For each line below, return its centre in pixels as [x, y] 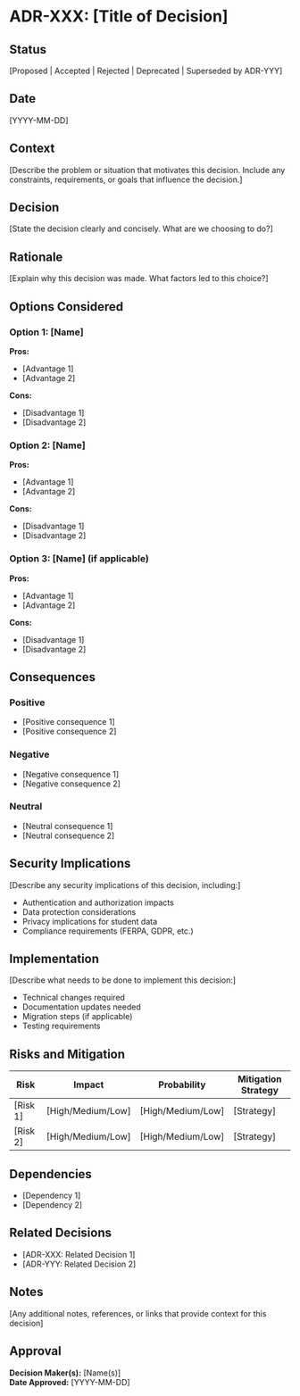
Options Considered [66, 307]
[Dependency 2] [52, 1205]
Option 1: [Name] [46, 332]
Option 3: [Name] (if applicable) [79, 559]
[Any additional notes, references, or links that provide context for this [138, 1313]
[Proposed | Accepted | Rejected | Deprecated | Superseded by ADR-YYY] [146, 71]
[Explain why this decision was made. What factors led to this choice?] [139, 278]
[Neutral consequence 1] [67, 826]
